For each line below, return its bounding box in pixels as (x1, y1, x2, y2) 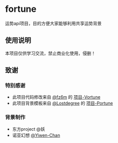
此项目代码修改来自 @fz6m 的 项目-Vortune (12, 94, 101, 100)
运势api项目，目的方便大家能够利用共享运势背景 (5, 20, 102, 26)
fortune (5, 3, 37, 15)
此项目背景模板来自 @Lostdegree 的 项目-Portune (12, 100, 113, 107)
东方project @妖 (12, 126, 45, 132)
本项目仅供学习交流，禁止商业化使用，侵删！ (5, 50, 96, 56)
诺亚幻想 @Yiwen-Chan (12, 132, 60, 138)
